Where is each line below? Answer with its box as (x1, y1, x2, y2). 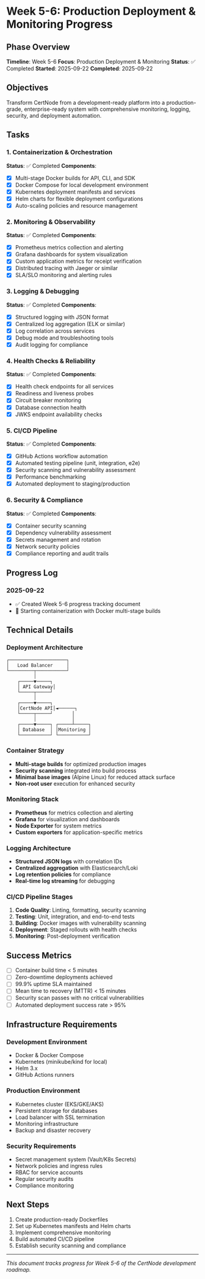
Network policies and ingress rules (15, 1162, 103, 1169)
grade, (6, 105, 23, 113)
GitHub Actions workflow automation (15, 452, 108, 460)
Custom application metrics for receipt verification (15, 257, 142, 265)
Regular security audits (15, 1175, 74, 1182)
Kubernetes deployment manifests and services (15, 188, 135, 195)
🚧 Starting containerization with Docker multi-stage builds (15, 607, 161, 614)
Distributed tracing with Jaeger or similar (15, 265, 118, 272)
